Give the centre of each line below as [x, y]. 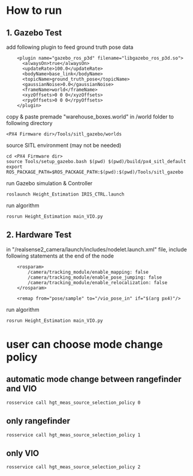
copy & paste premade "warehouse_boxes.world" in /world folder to [90, 117]
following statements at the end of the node [60, 256]
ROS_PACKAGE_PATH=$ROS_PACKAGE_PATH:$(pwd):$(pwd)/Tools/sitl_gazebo [95, 172]
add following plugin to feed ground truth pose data [70, 47]
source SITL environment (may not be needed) [64, 145]
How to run [34, 11]
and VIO [22, 389]
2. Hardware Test [39, 235]
